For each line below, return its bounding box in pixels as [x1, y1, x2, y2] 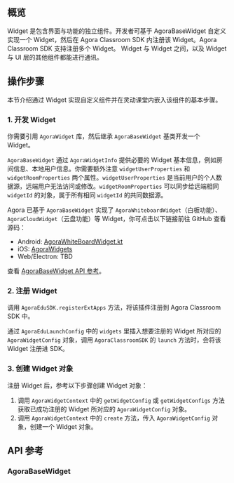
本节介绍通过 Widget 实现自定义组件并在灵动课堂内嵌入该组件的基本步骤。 [7, 95, 222, 104]
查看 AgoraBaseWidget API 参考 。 [7, 266, 105, 275]
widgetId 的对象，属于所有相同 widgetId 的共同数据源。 [7, 190, 167, 199]
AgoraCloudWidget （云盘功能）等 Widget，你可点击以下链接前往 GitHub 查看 [7, 214, 226, 223]
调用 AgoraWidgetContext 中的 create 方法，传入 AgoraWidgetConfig [17, 413, 210, 422]
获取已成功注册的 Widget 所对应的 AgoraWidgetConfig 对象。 [17, 404, 191, 413]
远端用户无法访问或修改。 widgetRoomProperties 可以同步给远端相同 [25, 182, 219, 190]
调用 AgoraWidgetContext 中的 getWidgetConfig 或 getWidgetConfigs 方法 [17, 396, 226, 404]
